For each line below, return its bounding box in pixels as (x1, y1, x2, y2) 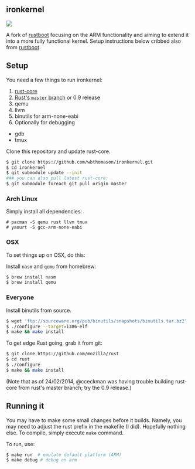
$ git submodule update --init (6, 170, 83, 176)
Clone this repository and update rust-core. (6, 148, 111, 155)
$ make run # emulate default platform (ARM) (6, 451, 122, 458)
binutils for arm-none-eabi (14, 113, 79, 120)
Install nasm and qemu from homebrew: (6, 263, 97, 270)
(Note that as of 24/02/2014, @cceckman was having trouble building (6, 378, 175, 385)
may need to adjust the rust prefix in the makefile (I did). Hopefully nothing (6, 423, 186, 430)
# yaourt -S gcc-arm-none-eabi (6, 225, 83, 230)
